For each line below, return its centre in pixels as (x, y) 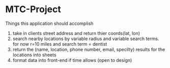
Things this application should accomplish (49, 23)
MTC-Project (33, 9)
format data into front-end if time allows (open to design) (72, 60)
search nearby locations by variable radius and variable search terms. (86, 39)
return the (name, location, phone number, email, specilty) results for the (89, 49)
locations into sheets (34, 55)
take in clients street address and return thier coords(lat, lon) (76, 33)
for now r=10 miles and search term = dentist (60, 44)
